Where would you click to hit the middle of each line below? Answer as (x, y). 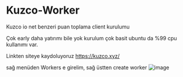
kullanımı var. (22, 44)
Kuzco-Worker (43, 10)
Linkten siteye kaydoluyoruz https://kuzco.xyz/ (63, 56)
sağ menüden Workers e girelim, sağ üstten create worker (77, 67)
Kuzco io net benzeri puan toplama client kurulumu (68, 27)
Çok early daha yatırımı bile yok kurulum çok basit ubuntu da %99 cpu (91, 38)
